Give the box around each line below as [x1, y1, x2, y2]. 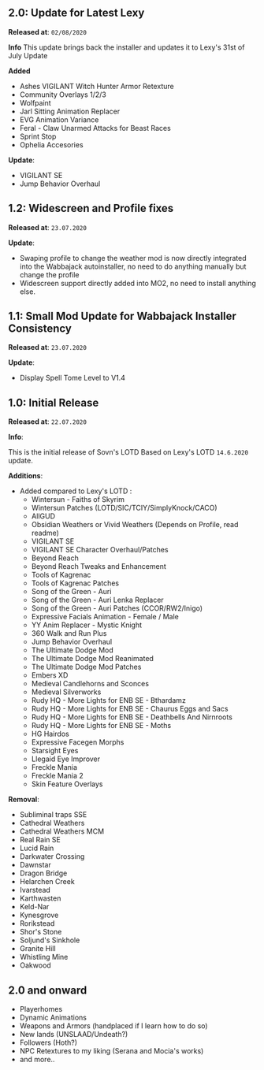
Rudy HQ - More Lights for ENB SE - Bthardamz [31, 696, 187, 705]
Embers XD [31, 671, 69, 680]
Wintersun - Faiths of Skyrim [31, 495, 125, 504]
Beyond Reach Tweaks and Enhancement [31, 562, 167, 571]
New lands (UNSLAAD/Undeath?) [19, 1030, 128, 1039]
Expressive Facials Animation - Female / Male [31, 612, 179, 622]
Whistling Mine [19, 953, 69, 962]
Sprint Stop [19, 132, 57, 141]
